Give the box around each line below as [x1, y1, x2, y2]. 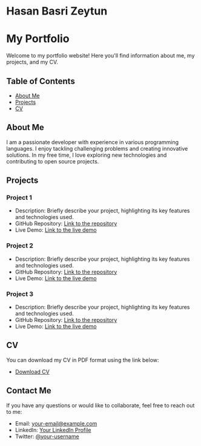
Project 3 [6, 289, 34, 298]
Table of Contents [6, 76, 76, 86]
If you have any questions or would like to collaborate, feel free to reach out [6, 401, 195, 409]
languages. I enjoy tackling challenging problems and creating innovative [6, 145, 188, 152]
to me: [6, 408, 22, 415]
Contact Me [6, 385, 51, 396]
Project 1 [6, 194, 32, 202]
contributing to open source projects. [6, 157, 99, 165]
